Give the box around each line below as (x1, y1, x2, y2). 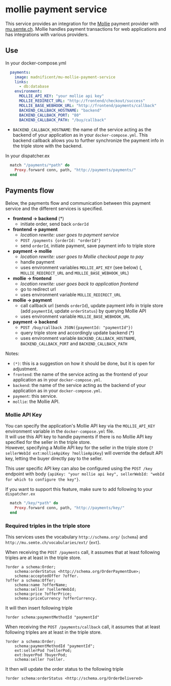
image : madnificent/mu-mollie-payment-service (14, 74, 116, 80)
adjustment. (12, 366, 38, 372)
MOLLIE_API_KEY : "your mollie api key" (18, 94, 104, 99)
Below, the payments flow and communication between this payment (5, 200, 151, 206)
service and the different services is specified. (5, 205, 103, 211)
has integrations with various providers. (5, 31, 89, 37)
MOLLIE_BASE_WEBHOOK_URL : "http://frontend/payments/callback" (18, 103, 157, 108)
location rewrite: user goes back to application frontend (20, 281, 139, 287)
